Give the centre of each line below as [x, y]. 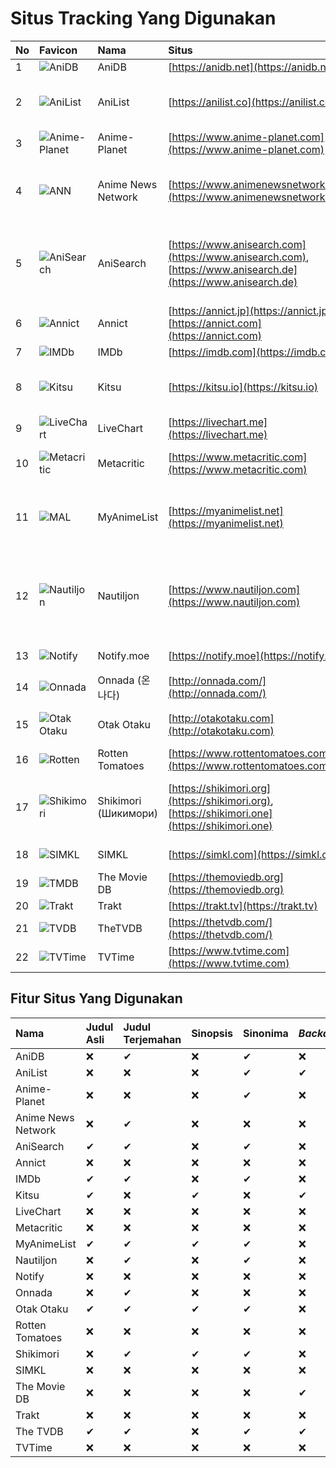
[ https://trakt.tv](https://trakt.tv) [243, 905]
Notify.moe [123, 655]
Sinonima [266, 1033]
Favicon [58, 50]
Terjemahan [152, 1039]
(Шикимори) [128, 813]
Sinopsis [212, 1033]
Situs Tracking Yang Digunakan [143, 18]
